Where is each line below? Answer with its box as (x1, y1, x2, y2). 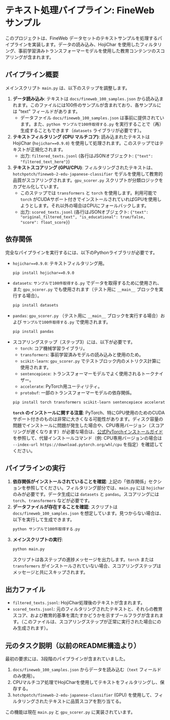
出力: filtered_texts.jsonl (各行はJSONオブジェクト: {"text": (20, 153, 153, 159)
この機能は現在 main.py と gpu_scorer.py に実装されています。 (5, 709, 135, 715)
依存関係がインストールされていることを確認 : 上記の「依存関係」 (12, 478, 149, 485)
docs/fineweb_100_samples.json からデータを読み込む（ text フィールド (12, 667, 161, 673)
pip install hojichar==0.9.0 (12, 270, 75, 276)
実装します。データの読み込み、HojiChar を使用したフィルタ (31, 41, 158, 47)
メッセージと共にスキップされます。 (12, 569, 88, 575)
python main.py (12, 546, 45, 552)
